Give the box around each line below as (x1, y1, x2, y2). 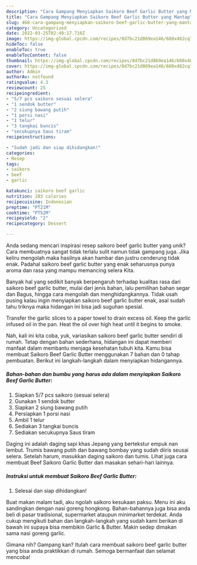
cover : (6, 63, 22, 69)
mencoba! (6, 553, 30, 560)
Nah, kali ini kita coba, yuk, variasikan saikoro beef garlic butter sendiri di (6, 332, 183, 339)
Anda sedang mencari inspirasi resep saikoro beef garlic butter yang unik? (6, 242, 186, 249)
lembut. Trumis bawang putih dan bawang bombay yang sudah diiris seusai (6, 446, 189, 454)
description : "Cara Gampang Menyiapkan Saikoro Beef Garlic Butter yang (6, 8, 188, 15)
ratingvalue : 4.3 (6, 80, 49, 86)
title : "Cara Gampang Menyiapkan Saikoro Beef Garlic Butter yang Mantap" (6, 14, 193, 20)
